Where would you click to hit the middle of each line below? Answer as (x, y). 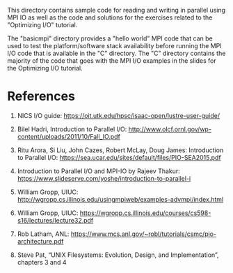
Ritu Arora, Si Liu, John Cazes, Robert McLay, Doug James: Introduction (120, 150)
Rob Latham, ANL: (43, 234)
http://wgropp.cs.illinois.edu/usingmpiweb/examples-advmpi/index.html (120, 199)
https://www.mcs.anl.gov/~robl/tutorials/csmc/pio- (144, 234)
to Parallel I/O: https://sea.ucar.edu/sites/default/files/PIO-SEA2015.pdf (119, 157)
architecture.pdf (40, 241)
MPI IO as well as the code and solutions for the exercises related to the (110, 17)
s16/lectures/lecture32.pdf (55, 220)
